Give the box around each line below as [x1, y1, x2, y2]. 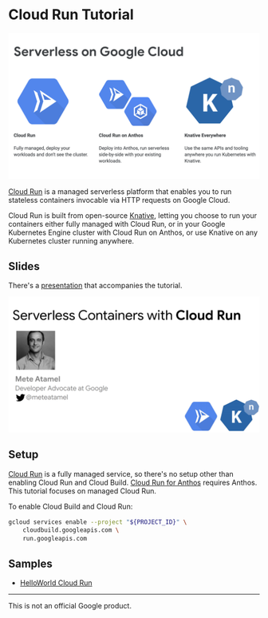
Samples [8, 557, 53, 570]
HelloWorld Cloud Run [19, 578, 93, 588]
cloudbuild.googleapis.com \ [22, 526, 120, 534]
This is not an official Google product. [8, 601, 132, 611]
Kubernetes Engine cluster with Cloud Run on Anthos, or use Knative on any [8, 228, 258, 237]
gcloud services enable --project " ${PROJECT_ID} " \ [8, 517, 187, 526]
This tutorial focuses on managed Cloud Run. [8, 485, 157, 496]
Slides [8, 259, 40, 273]
